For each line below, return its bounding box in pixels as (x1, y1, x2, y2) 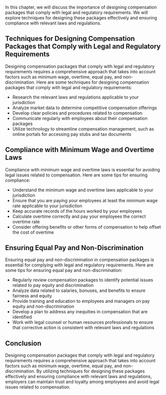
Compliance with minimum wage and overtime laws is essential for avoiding (5, 166, 161, 172)
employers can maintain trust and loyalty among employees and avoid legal (5, 379, 160, 385)
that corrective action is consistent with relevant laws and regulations (12, 325, 155, 331)
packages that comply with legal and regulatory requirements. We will (5, 9, 148, 15)
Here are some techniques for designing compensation (36, 79, 149, 85)
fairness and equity (12, 293, 52, 299)
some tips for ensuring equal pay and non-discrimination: (5, 267, 123, 273)
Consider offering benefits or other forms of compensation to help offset (12, 224, 162, 230)
